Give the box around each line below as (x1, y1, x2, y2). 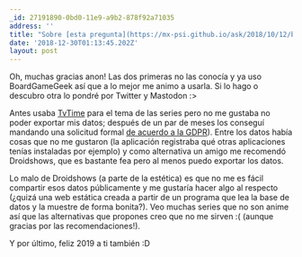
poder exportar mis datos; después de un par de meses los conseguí (9, 118, 265, 128)
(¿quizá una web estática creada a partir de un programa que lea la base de (9, 192, 290, 203)
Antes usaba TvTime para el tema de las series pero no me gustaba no (9, 108, 271, 119)
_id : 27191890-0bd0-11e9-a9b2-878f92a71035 (9, 13, 175, 22)
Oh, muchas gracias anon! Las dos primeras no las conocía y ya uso (9, 71, 262, 82)
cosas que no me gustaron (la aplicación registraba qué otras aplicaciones (9, 137, 286, 147)
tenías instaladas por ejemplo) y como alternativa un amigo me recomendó (9, 146, 287, 157)
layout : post (9, 47, 58, 56)
